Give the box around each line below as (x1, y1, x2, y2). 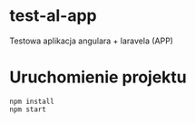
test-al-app (9, 5, 97, 26)
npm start (9, 105, 47, 114)
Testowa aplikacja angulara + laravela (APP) (9, 35, 174, 46)
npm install (9, 97, 54, 106)
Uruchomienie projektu (9, 67, 188, 88)
